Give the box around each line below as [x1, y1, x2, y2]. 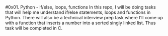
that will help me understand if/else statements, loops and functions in [5, 9, 151, 15]
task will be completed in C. [5, 25, 63, 31]
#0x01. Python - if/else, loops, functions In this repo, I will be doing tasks [5, 4, 156, 10]
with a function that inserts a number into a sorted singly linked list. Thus [5, 20, 156, 26]
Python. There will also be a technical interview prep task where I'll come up [5, 15, 163, 20]
